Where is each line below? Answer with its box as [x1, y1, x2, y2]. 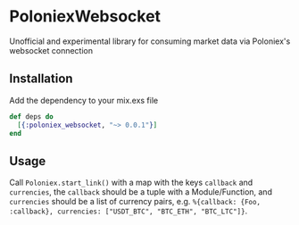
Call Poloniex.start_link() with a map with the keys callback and [9, 177, 253, 188]
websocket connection [9, 45, 94, 55]
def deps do [9, 112, 54, 121]
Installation [9, 71, 73, 87]
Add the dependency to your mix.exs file [9, 95, 159, 105]
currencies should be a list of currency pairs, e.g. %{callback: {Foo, [9, 196, 262, 207]
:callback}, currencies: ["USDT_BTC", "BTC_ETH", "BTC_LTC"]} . [9, 205, 248, 216]
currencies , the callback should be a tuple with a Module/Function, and [9, 187, 272, 197]
